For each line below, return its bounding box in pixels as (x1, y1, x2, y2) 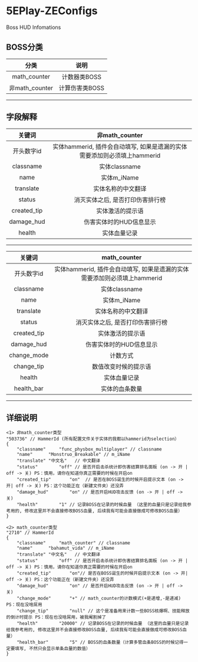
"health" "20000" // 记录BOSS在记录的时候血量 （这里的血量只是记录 (16, 621, 189, 627)
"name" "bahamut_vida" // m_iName (16, 545, 115, 552)
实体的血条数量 (101, 384, 143, 393)
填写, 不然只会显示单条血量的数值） (14, 645, 91, 652)
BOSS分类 (6, 43, 43, 53)
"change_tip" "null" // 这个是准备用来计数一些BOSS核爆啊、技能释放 (16, 608, 190, 614)
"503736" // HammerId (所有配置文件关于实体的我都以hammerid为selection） (6, 436, 180, 442)
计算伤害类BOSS (58, 84, 105, 92)
